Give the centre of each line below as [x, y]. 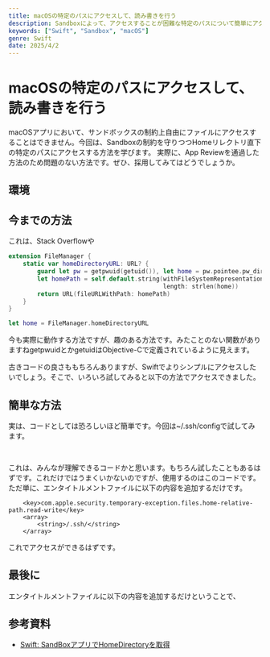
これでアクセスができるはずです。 [64, 547]
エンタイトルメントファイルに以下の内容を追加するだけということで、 [125, 596]
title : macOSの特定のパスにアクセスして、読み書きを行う [92, 16]
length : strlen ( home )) [201, 286]
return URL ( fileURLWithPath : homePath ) [104, 294]
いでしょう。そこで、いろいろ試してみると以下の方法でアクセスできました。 [135, 377]
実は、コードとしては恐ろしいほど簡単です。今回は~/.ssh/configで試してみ [132, 426]
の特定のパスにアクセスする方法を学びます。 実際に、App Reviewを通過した [134, 152]
